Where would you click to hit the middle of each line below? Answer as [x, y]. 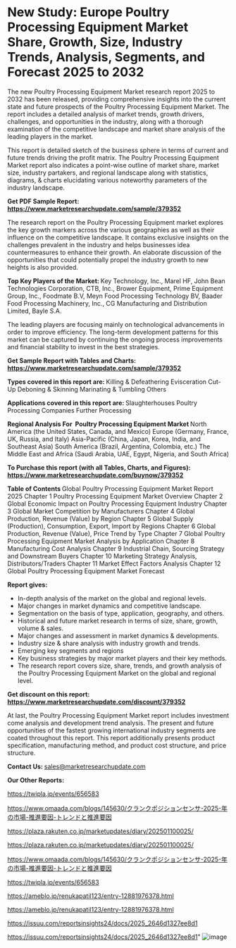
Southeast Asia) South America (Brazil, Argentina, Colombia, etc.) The [109, 446]
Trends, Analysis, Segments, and [106, 57]
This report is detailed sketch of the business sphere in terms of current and [118, 150]
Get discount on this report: [49, 694]
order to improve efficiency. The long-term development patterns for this [113, 332]
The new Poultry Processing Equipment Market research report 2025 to [111, 92]
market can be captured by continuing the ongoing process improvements [115, 339]
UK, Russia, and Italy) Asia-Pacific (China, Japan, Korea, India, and [104, 439]
